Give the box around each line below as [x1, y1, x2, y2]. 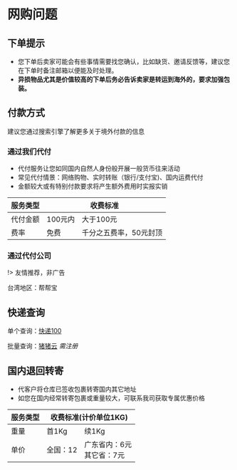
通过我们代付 [7, 147, 52, 157]
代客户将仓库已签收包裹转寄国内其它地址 [17, 385, 137, 394]
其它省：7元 [84, 450, 125, 460]
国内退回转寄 [7, 365, 64, 377]
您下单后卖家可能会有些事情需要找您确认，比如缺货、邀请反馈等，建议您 [17, 58, 230, 66]
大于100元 [81, 214, 117, 224]
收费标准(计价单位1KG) [50, 412, 128, 422]
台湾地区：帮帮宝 [7, 283, 58, 292]
